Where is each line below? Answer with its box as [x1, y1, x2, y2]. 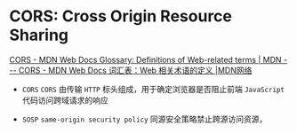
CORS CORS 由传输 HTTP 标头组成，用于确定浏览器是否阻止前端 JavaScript [21, 83, 285, 94]
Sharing [9, 25, 69, 45]
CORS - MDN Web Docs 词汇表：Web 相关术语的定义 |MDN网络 [18, 65, 253, 75]
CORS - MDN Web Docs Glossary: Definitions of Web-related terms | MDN [9, 54, 282, 65]
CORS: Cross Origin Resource [9, 6, 233, 27]
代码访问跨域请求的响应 [21, 95, 108, 106]
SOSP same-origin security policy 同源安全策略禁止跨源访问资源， [21, 113, 268, 124]
